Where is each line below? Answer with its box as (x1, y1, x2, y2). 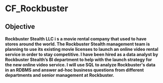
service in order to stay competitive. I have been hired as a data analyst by (5, 52, 158, 58)
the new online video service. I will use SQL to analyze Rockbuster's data (5, 62, 156, 68)
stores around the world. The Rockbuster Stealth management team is (5, 41, 150, 47)
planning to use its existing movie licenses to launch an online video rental (5, 46, 159, 52)
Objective (5, 22, 36, 31)
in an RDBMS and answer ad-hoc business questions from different (5, 67, 144, 73)
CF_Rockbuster (5, 3, 69, 14)
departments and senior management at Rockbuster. (5, 72, 114, 78)
